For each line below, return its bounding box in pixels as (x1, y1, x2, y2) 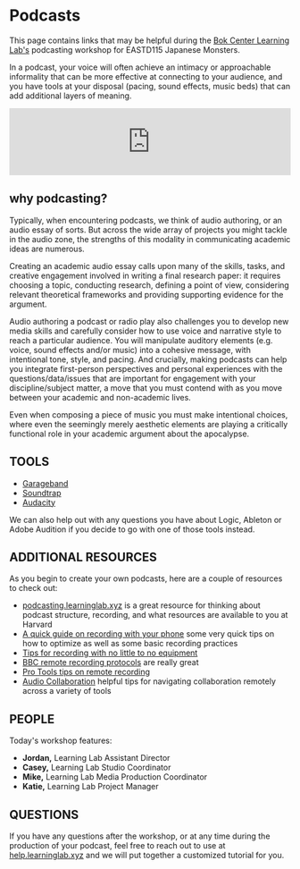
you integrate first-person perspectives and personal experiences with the (9, 363, 283, 374)
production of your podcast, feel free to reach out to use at (9, 840, 226, 850)
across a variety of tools (21, 686, 112, 696)
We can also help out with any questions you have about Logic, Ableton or (9, 514, 282, 525)
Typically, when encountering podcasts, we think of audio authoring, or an (9, 215, 283, 225)
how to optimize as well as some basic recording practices (21, 638, 238, 649)
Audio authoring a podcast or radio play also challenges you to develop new (9, 316, 289, 326)
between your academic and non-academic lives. (9, 392, 192, 402)
